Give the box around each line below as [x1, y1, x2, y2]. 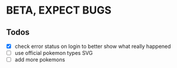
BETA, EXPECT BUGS [6, 4, 112, 17]
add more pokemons [14, 56, 65, 63]
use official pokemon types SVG [14, 50, 93, 57]
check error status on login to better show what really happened [14, 43, 171, 50]
